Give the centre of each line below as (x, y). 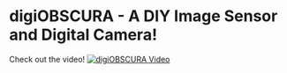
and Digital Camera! (83, 35)
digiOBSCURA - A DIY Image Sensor (143, 16)
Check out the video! (47, 59)
